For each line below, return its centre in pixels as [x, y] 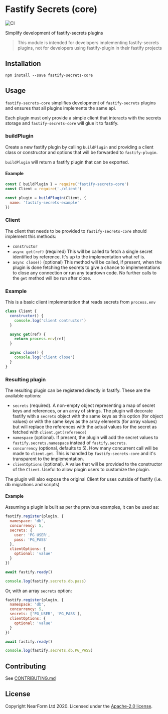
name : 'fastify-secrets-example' [45, 202]
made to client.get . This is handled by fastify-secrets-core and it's [84, 453]
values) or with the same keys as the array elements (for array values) [85, 421]
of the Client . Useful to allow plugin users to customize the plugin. [81, 469]
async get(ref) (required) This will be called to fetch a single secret [82, 251]
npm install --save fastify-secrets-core [49, 75]
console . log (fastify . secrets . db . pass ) [46, 581]
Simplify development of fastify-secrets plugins [54, 33]
